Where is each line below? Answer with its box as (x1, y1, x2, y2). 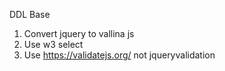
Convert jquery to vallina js (23, 28, 135, 39)
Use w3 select (23, 39, 84, 50)
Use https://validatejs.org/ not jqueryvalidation (23, 49, 216, 61)
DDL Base (9, 9, 51, 20)
